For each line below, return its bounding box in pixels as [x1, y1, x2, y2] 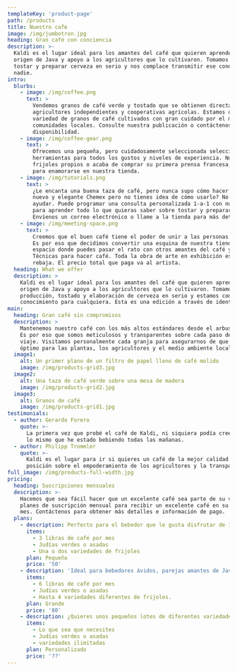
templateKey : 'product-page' [7, 10, 93, 18]
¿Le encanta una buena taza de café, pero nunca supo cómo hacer [32, 187, 229, 195]
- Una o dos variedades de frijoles [32, 548, 140, 555]
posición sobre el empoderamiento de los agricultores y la [25, 462, 207, 469]
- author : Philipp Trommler [13, 443, 97, 450]
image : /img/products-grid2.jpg [20, 383, 115, 391]
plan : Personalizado [25, 646, 87, 653]
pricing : [7, 476, 33, 483]
